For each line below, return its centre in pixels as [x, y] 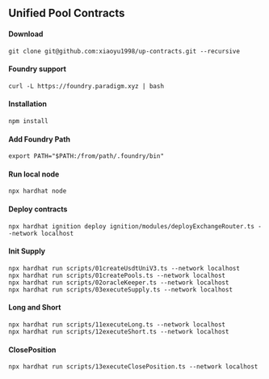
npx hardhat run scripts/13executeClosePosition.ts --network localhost [133, 367]
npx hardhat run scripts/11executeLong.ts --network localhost [117, 325]
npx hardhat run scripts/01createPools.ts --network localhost [117, 275]
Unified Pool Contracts [67, 13]
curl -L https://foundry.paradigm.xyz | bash [86, 86]
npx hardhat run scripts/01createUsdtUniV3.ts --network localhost [124, 268]
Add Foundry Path [40, 139]
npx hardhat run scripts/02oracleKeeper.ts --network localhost [119, 283]
